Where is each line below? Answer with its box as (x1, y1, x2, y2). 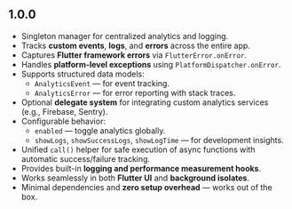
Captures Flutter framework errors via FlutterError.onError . (20, 49, 248, 60)
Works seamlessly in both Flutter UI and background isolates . (20, 173, 250, 183)
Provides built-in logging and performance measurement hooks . (20, 163, 262, 173)
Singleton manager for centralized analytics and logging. (20, 30, 229, 41)
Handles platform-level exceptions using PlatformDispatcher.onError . (20, 59, 281, 69)
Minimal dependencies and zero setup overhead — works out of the (20, 181, 272, 192)
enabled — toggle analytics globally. (34, 125, 166, 136)
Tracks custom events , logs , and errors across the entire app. (20, 40, 250, 51)
